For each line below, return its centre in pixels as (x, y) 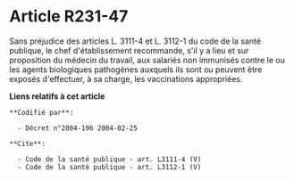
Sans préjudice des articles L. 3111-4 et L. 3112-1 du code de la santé (135, 41)
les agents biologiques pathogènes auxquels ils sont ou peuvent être (136, 70)
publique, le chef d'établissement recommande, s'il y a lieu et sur (129, 50)
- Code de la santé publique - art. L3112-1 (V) (109, 167)
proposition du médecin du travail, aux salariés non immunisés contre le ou (147, 60)
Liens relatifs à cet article (57, 96)
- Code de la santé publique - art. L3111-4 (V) (109, 159)
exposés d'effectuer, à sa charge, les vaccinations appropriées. (126, 78)
